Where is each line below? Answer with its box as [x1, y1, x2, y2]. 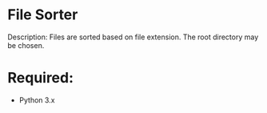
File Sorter [7, 6, 78, 24]
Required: [7, 69, 74, 87]
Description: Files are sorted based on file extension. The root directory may [7, 32, 259, 42]
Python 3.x [18, 95, 55, 105]
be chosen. [7, 40, 45, 50]
